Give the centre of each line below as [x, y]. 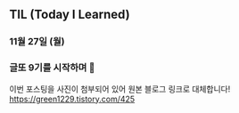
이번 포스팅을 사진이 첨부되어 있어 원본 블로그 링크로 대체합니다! [120, 89]
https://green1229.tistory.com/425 [72, 99]
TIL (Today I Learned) [70, 15]
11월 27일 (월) [37, 42]
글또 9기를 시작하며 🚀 [52, 68]
